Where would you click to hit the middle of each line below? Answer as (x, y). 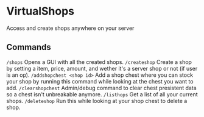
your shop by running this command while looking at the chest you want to (100, 81)
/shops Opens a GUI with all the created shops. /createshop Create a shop (99, 62)
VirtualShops (40, 11)
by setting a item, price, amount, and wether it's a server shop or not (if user (102, 68)
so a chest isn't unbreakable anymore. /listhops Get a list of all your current (102, 94)
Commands (29, 47)
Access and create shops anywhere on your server (70, 28)
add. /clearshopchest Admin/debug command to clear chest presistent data (101, 88)
